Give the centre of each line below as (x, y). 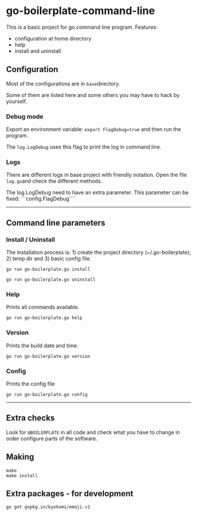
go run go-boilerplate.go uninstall (51, 280)
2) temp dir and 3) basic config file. (49, 259)
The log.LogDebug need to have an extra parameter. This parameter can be (97, 193)
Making (20, 457)
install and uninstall (38, 51)
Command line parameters (56, 222)
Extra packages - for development (70, 493)
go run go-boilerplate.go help (44, 318)
